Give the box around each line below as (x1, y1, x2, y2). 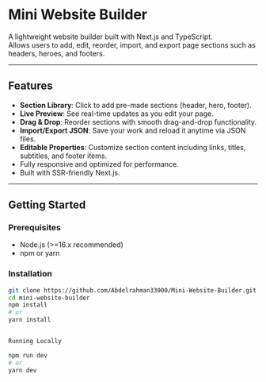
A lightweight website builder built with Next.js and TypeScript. (8, 32, 214, 41)
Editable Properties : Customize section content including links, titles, (19, 142, 246, 152)
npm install (8, 301, 47, 309)
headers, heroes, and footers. (8, 48, 105, 58)
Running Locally (8, 338, 62, 345)
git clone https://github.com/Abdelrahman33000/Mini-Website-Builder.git (8, 286, 257, 295)
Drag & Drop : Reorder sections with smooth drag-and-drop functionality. (19, 117, 257, 126)
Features (8, 79, 53, 93)
